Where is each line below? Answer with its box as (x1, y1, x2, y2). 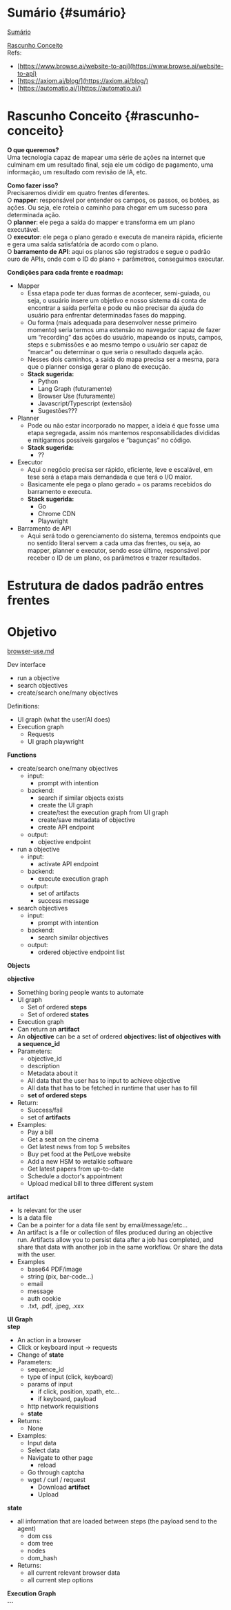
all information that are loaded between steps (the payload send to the (17, 1517, 217, 1525)
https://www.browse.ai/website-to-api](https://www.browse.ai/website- (19, 62, 224, 70)
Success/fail (27, 1106, 63, 1114)
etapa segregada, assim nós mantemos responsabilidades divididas (27, 428, 221, 437)
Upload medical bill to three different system (27, 1180, 154, 1187)
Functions (7, 751, 37, 759)
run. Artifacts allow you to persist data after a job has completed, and (17, 1236, 214, 1243)
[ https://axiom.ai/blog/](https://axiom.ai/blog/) (17, 76, 149, 84)
